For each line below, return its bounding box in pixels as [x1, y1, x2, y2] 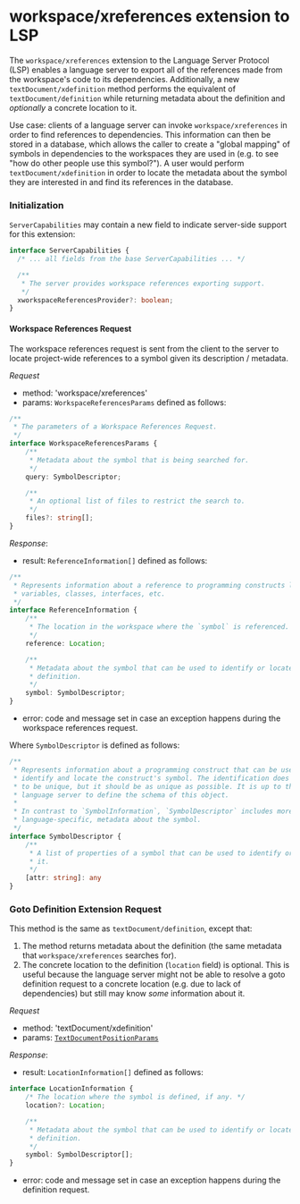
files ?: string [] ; [25, 513, 94, 522]
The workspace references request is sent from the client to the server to [9, 343, 279, 354]
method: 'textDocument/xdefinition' [21, 1022, 154, 1034]
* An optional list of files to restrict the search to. [29, 496, 246, 506]
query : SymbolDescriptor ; [25, 472, 122, 481]
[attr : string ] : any [25, 874, 102, 883]
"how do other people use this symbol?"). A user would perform [9, 157, 245, 168]
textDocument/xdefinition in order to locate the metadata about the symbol [9, 167, 287, 178]
